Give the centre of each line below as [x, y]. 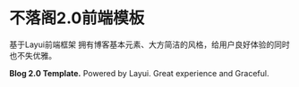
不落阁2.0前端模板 [77, 18]
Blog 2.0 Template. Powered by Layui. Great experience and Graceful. [139, 73]
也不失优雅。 [33, 55]
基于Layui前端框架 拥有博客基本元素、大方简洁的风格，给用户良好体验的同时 [150, 44]
